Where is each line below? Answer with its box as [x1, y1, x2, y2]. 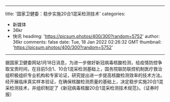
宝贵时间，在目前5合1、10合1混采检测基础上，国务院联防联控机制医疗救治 [9, 66, 163, 72]
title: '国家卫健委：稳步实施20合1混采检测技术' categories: [5, 11, 125, 17]
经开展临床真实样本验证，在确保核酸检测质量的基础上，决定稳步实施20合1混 [5, 79, 163, 84]
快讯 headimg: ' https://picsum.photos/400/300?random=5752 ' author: [12, 33, 160, 39]
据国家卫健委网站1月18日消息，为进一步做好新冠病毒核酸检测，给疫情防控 [5, 59, 158, 65]
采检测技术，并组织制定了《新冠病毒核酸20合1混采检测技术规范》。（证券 [5, 85, 155, 91]
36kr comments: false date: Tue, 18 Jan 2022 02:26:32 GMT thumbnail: [12, 39, 162, 45]
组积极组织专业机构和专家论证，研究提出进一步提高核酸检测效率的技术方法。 [5, 72, 165, 78]
